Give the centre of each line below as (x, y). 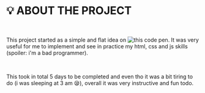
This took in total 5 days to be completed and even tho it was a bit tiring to (100, 76)
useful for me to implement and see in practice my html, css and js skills (97, 46)
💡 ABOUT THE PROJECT (69, 11)
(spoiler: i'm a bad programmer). (47, 53)
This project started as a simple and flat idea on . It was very (102, 40)
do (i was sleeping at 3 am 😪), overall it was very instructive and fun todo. (100, 83)
